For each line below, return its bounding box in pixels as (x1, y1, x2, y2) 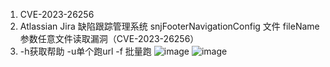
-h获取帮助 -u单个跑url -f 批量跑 (19, 45, 152, 57)
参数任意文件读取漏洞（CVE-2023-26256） (19, 33, 200, 44)
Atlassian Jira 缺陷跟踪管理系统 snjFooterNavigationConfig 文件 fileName (19, 20, 320, 32)
